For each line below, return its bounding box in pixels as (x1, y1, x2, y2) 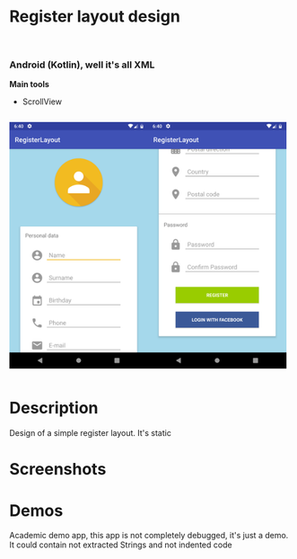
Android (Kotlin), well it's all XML (9, 58, 155, 71)
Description (9, 398, 99, 419)
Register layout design (9, 6, 181, 27)
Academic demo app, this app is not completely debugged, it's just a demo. (9, 530, 289, 541)
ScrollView (22, 96, 63, 107)
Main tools (9, 79, 49, 90)
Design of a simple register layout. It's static (9, 428, 172, 439)
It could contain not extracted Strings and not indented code (9, 539, 232, 550)
